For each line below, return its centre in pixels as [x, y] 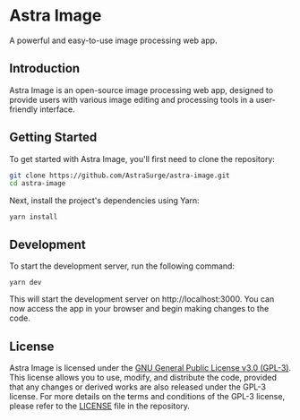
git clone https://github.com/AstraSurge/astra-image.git [120, 176]
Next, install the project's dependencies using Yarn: [104, 201]
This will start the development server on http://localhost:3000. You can [142, 299]
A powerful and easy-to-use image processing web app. [113, 40]
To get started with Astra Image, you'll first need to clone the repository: [142, 159]
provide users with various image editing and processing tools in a [132, 99]
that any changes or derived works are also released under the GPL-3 [138, 387]
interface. [58, 109]
